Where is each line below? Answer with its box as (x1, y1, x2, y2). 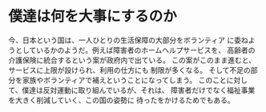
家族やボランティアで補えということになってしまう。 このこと (22, 75, 227, 85)
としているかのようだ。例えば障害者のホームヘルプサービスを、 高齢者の (14, 45, 256, 54)
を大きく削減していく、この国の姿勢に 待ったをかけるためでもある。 (8, 95, 235, 105)
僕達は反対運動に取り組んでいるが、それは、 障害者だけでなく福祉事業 (22, 85, 256, 94)
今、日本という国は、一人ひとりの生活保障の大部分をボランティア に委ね (8, 35, 248, 45)
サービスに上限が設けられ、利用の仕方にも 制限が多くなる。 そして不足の (8, 65, 251, 74)
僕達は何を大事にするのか (8, 7, 178, 26)
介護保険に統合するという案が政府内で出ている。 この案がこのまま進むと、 (8, 55, 256, 65)
